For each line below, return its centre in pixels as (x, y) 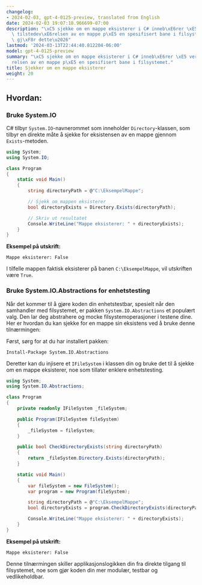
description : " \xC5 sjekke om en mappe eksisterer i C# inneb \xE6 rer (95, 29)
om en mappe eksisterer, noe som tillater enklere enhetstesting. (85, 370)
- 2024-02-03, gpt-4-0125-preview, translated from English (83, 17)
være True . (20, 275)
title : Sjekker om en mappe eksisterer (56, 68)
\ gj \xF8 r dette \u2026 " (41, 40)
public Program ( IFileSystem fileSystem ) (68, 419)
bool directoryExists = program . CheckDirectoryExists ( (98, 508)
